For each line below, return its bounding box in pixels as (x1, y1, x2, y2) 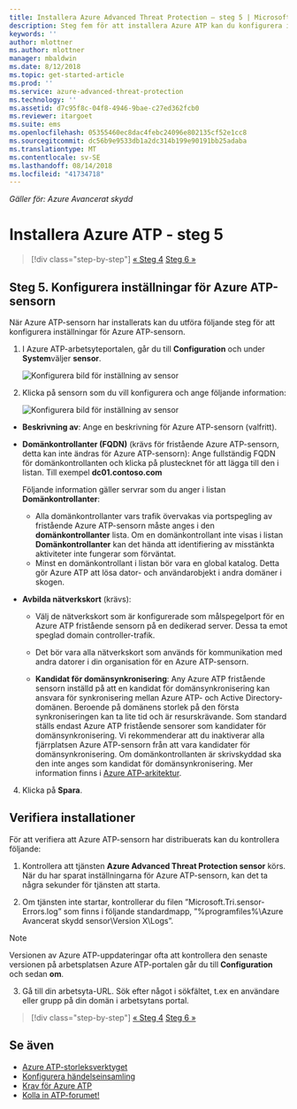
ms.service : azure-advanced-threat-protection (9, 87, 184, 96)
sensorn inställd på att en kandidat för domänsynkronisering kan (34, 683, 270, 694)
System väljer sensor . (21, 353, 102, 363)
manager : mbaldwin (9, 54, 77, 63)
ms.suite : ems (9, 120, 62, 129)
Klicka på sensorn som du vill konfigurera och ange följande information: (21, 387, 287, 398)
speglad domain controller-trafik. (34, 630, 156, 640)
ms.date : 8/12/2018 (9, 63, 81, 72)
